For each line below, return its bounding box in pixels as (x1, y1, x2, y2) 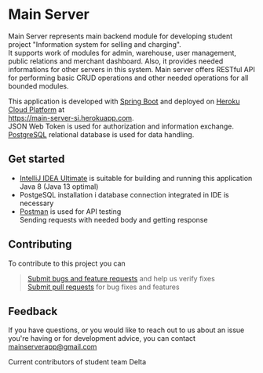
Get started (8, 153, 65, 166)
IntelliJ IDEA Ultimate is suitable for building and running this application (19, 173, 253, 183)
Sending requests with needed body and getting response (19, 215, 208, 224)
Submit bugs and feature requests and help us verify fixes (27, 273, 216, 283)
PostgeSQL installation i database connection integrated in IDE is (19, 190, 229, 199)
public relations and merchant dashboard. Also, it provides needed (8, 56, 224, 66)
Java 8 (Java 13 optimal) (19, 182, 99, 191)
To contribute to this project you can (8, 259, 126, 268)
